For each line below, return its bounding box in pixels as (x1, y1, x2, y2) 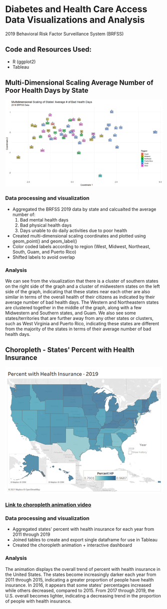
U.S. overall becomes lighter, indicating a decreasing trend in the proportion (5, 592, 161, 598)
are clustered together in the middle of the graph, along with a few (5, 305, 142, 311)
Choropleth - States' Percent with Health (5, 346, 135, 354)
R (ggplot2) (12, 59, 36, 65)
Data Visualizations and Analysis (5, 14, 145, 26)
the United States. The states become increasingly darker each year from (5, 571, 156, 577)
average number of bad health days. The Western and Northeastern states (5, 299, 159, 305)
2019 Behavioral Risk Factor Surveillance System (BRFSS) (5, 31, 124, 37)
